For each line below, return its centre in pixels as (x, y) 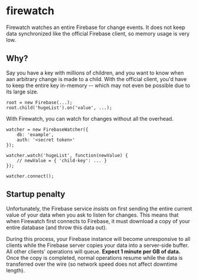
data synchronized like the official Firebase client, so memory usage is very (98, 33)
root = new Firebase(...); (39, 102)
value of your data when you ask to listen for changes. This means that (92, 215)
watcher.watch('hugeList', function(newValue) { (67, 155)
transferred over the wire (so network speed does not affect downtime (92, 264)
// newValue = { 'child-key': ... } (62, 160)
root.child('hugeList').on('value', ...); (59, 108)
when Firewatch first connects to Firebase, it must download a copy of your (98, 221)
